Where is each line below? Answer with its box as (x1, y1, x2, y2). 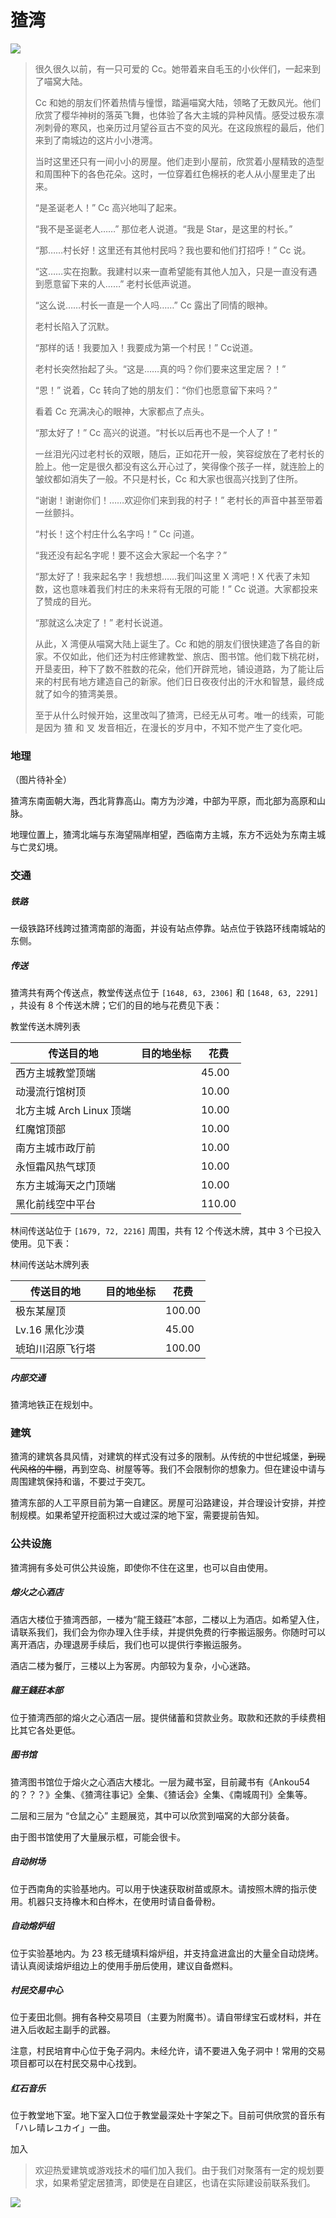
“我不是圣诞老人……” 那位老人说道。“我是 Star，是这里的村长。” (34, 222, 293, 235)
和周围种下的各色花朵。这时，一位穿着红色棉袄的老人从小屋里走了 (34, 167, 307, 180)
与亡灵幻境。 (10, 841, 63, 853)
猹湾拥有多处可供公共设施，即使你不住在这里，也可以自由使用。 (10, 1561, 273, 1573)
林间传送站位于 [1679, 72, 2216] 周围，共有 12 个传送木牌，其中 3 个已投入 (10, 1225, 322, 1237)
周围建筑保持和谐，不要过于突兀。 (10, 1476, 151, 1488)
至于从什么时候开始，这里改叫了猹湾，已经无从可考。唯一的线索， (34, 709, 307, 721)
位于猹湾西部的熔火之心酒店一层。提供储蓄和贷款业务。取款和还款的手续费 (10, 1711, 317, 1723)
